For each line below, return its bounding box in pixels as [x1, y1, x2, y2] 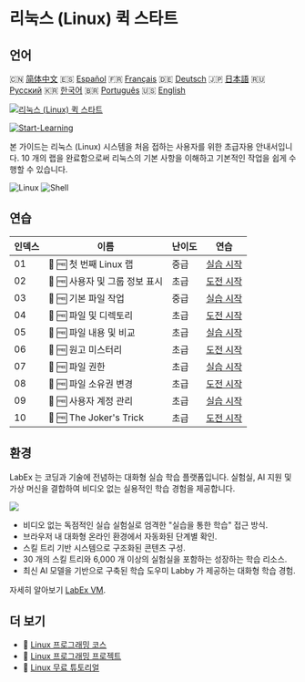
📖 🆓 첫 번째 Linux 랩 [48, 257, 134, 270]
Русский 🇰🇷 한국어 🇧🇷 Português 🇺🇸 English [9, 85, 187, 96]
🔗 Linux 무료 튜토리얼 [22, 662, 100, 673]
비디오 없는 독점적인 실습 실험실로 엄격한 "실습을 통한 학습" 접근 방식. [22, 519, 269, 530]
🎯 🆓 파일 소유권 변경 [48, 377, 134, 390]
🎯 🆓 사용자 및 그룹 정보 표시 [48, 274, 164, 287]
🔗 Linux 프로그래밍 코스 [22, 639, 107, 650]
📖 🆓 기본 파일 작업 [48, 292, 125, 305]
